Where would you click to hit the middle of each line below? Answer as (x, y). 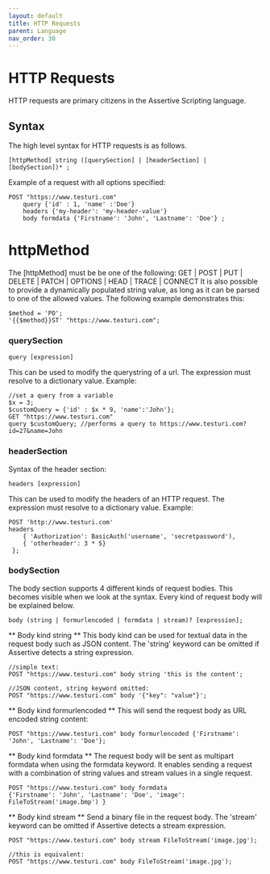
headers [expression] (45, 484)
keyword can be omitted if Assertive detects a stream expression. (117, 826)
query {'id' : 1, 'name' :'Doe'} (79, 204)
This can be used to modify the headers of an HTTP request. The (116, 498)
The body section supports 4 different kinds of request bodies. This (121, 588)
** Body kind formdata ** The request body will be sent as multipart (121, 755)
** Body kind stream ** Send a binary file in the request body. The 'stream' (133, 817)
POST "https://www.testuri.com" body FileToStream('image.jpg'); (120, 861)
